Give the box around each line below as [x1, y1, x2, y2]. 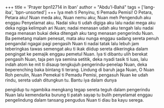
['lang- [141, 4, 155, 10]
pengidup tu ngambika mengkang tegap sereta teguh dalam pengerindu [5, 87, 150, 92]
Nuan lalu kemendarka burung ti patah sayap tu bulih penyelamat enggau [5, 92, 153, 98]
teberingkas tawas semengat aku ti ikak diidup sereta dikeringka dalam [5, 46, 148, 52]
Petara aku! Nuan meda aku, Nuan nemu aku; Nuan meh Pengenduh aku [5, 15, 151, 20]
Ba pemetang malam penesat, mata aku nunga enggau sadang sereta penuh [5, 35, 159, 41]
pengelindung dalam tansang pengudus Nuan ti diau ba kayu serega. [5, 97, 144, 103]
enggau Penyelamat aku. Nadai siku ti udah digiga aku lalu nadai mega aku [5, 20, 156, 26]
